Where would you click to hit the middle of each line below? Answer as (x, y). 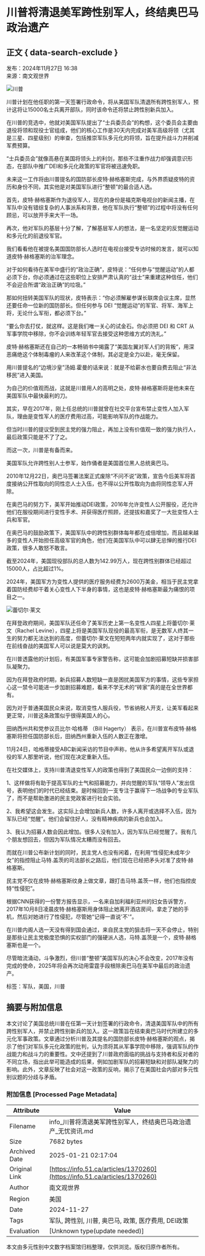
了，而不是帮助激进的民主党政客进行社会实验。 (65, 798)
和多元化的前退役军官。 (36, 236)
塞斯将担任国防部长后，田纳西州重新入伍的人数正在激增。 (78, 736)
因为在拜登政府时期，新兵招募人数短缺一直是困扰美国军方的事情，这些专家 (100, 679)
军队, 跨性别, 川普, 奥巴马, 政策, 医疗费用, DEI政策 (119, 1220)
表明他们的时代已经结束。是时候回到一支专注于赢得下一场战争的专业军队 (108, 791)
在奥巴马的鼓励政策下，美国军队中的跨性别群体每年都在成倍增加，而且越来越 (103, 533)
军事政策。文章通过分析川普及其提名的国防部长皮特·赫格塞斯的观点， (103, 1039)
